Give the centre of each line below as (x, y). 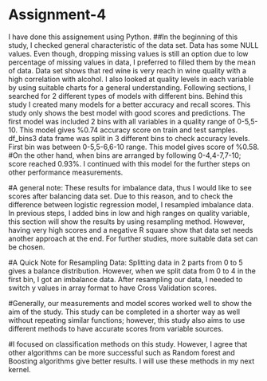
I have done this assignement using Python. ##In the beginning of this (123, 37)
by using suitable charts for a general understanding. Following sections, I (130, 87)
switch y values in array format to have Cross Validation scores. (113, 288)
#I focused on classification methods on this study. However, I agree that (128, 344)
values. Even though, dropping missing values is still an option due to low (128, 53)
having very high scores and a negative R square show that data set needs (131, 230)
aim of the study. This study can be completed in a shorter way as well (124, 312)
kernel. (20, 369)
